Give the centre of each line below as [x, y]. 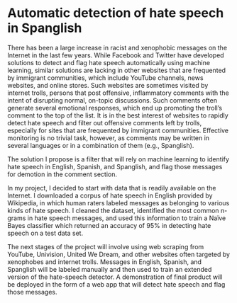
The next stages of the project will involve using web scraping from [106, 246]
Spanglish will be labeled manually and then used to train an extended [110, 269]
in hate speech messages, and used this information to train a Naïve [127, 218]
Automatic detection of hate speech [116, 13]
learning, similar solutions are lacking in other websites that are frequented [116, 70]
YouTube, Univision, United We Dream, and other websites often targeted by [119, 254]
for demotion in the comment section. [62, 174]
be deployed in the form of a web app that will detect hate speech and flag [116, 284]
